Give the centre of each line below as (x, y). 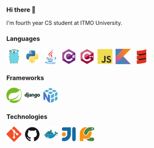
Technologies (27, 116)
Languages (23, 39)
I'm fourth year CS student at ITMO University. (65, 23)
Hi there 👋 (21, 10)
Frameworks (25, 77)
